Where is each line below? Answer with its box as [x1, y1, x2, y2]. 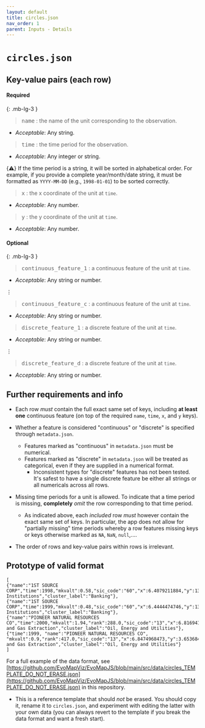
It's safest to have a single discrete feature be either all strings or [33, 475, 197, 482]
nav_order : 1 [6, 20, 40, 26]
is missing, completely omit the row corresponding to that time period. [15, 500, 193, 507]
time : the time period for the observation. [21, 141, 129, 148]
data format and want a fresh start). [15, 715, 105, 722]
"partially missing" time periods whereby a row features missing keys [24, 525, 198, 532]
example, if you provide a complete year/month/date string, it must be [6, 171, 182, 178]
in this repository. [81, 683, 126, 691]
